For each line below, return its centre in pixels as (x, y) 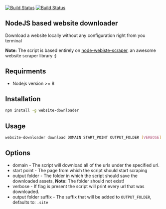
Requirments (26, 72)
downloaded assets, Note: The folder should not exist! (68, 181)
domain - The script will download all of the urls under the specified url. (86, 165)
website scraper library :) (31, 55)
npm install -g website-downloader (42, 110)
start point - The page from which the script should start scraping (80, 170)
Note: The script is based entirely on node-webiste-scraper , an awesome (81, 50)
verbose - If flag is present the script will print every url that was (78, 186)
